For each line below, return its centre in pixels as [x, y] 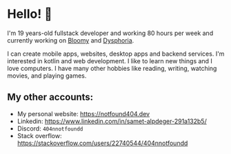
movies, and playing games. [47, 76]
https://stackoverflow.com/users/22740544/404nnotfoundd [102, 143]
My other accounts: [50, 97]
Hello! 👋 [30, 14]
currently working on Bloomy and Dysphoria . [71, 40]
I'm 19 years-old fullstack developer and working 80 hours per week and [110, 33]
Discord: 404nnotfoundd [50, 128]
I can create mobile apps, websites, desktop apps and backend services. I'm [116, 54]
